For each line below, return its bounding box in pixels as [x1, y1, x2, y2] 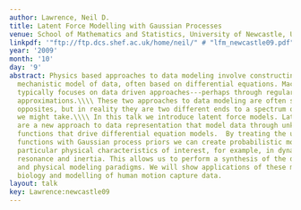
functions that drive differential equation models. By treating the [17, 130, 287, 139]
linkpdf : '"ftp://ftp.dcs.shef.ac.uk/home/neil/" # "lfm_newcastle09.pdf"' [9, 38, 298, 47]
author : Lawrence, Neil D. [9, 13, 110, 22]
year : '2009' [9, 46, 58, 55]
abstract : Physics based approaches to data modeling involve [9, 71, 246, 80]
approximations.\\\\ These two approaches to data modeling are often [17, 96, 287, 105]
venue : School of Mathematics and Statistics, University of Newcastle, [9, 29, 287, 38]
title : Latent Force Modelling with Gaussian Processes [9, 21, 222, 30]
